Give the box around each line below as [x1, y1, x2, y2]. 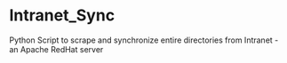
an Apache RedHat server [9, 43, 104, 54]
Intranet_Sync [9, 5, 116, 26]
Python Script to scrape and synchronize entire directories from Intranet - [9, 35, 279, 45]
